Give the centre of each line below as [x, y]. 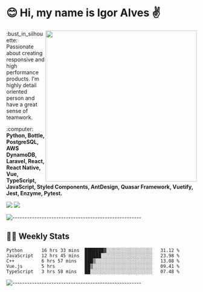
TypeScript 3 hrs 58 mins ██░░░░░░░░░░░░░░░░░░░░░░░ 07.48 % [93, 271]
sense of [17, 111]
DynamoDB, [22, 154]
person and [21, 98]
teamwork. [20, 117]
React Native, [24, 167]
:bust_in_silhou [25, 34]
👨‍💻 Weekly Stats [38, 237]
